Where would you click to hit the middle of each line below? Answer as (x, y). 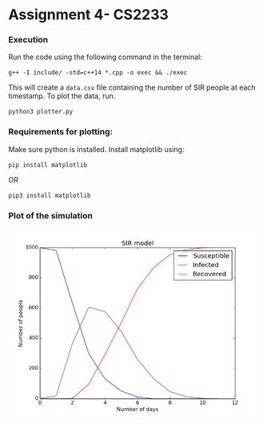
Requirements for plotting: (61, 132)
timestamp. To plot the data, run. (62, 96)
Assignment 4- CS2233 (89, 15)
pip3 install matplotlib (50, 195)
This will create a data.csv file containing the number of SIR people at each (132, 88)
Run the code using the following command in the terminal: (105, 57)
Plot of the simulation (51, 215)
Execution (28, 40)
